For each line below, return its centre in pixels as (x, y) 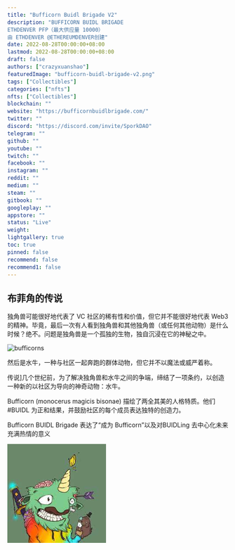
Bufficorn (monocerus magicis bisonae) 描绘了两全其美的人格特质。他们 (111, 402)
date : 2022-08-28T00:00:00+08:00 (56, 45)
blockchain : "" (29, 104)
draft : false (26, 60)
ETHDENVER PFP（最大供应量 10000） (55, 30)
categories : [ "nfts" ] (39, 89)
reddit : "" (23, 178)
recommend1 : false (34, 267)
